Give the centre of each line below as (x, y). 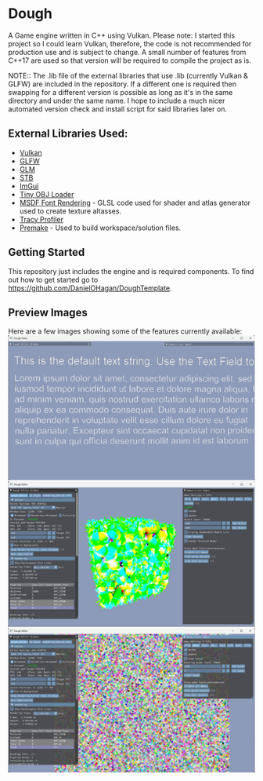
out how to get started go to (53, 279)
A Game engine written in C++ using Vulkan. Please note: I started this (122, 35)
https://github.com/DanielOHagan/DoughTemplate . (90, 288)
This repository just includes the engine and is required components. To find (131, 271)
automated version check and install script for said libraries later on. (117, 109)
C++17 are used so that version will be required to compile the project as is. (130, 60)
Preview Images (48, 312)
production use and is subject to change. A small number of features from (127, 52)
